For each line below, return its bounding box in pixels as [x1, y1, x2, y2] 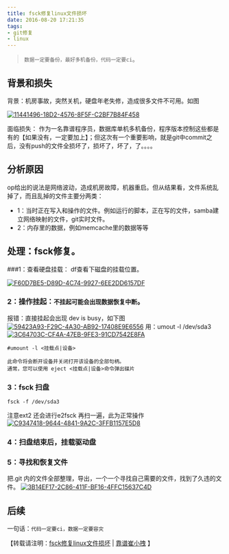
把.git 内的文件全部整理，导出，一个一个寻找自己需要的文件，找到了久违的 [7, 474, 216, 483]
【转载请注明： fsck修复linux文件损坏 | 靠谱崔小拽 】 [7, 539, 154, 547]
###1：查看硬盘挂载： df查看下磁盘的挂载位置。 [7, 265, 143, 273]
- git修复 [7, 29, 33, 36]
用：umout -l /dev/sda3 [145, 322, 211, 330]
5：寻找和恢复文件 [7, 457, 69, 467]
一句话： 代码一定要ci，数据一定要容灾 [7, 525, 104, 533]
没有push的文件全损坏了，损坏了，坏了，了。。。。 [19, 141, 156, 149]
